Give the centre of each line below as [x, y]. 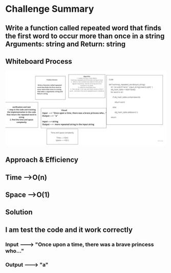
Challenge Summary [50, 9]
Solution [19, 212]
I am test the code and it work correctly [69, 230]
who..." [15, 251]
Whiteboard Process [39, 61]
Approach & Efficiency [42, 160]
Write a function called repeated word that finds [83, 28]
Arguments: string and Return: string [66, 44]
